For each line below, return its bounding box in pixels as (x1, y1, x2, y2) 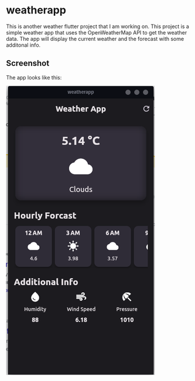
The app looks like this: (6, 74, 62, 81)
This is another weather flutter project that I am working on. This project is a (6, 23, 189, 30)
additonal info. (6, 41, 41, 49)
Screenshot (6, 58, 50, 68)
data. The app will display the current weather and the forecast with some (6, 35, 184, 42)
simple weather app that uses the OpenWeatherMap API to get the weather (6, 29, 187, 36)
